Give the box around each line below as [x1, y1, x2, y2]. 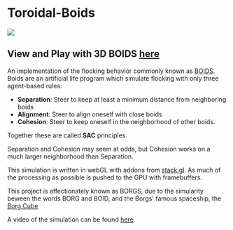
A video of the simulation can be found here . [7, 215, 136, 224]
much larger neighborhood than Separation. [7, 152, 134, 161]
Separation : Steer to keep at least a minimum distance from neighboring [17, 95, 227, 103]
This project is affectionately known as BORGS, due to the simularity [7, 187, 204, 195]
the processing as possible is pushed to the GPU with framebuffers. [7, 173, 203, 182]
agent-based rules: [7, 81, 62, 90]
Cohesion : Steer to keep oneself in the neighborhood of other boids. [17, 117, 216, 126]
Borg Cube [7, 201, 38, 210]
